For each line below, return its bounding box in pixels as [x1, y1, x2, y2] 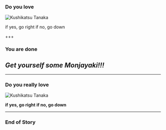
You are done [5, 46, 38, 52]
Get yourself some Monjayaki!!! [5, 61, 105, 69]
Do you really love [5, 81, 49, 88]
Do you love [5, 3, 34, 10]
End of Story [5, 119, 36, 126]
